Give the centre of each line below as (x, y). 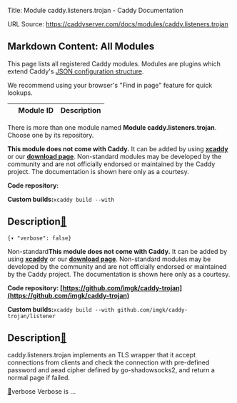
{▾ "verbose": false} (40, 238)
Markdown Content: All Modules (81, 47)
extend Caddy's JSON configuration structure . (76, 71)
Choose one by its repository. (51, 135)
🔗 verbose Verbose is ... (42, 392)
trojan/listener (31, 316)
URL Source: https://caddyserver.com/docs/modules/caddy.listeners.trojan (118, 24)
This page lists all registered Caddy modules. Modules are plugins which (114, 63)
